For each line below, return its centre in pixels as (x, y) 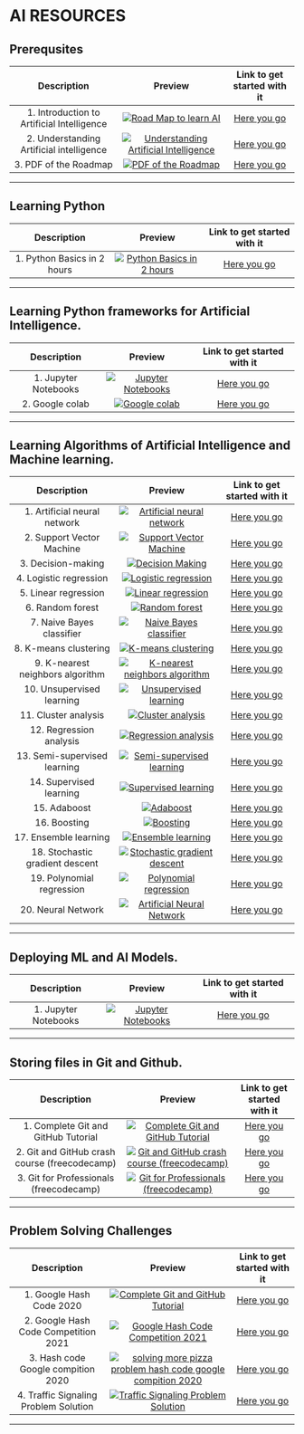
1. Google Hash (57, 1294)
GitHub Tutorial (65, 1137)
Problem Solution (57, 1406)
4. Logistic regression (62, 578)
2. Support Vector (62, 538)
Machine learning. (62, 459)
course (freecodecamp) (66, 1163)
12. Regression (62, 730)
